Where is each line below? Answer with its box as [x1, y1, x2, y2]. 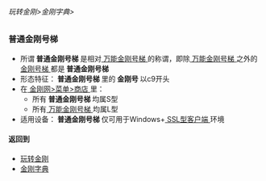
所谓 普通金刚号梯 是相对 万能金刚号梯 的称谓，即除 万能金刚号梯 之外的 [19, 53, 258, 63]
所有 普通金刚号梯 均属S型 [31, 94, 118, 103]
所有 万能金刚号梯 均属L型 [31, 104, 118, 114]
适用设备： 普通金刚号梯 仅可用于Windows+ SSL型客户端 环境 [19, 114, 225, 124]
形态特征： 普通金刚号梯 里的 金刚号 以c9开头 [19, 74, 170, 83]
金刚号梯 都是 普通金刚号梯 [19, 64, 110, 74]
